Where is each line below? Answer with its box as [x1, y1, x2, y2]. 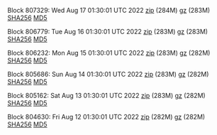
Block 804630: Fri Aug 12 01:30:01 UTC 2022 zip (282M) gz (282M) [7, 113, 206, 121]
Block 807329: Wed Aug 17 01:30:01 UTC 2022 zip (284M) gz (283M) [7, 6, 211, 14]
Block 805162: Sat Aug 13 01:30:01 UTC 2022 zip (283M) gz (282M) [7, 92, 206, 99]
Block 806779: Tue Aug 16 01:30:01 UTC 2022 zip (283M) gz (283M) [7, 28, 208, 36]
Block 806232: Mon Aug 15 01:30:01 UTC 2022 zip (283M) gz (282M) [7, 49, 211, 57]
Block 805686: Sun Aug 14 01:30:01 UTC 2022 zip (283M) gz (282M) [7, 70, 209, 78]
